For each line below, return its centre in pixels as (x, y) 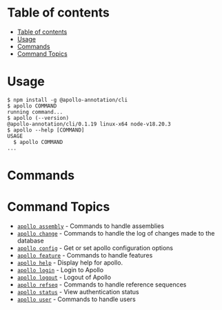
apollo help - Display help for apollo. (70, 262)
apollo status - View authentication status (78, 292)
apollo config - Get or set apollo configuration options (95, 248)
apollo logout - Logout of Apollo (64, 277)
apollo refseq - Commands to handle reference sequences (102, 285)
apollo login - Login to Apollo (60, 270)
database (30, 240)
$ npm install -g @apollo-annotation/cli (68, 100)
